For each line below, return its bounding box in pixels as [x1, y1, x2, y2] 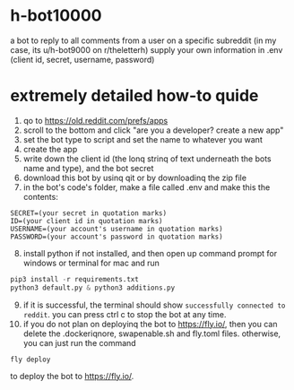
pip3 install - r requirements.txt [10, 274, 140, 283]
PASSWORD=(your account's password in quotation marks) [10, 232, 223, 241]
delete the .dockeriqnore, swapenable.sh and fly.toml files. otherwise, [22, 328, 281, 339]
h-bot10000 [10, 5, 102, 26]
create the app [22, 143, 78, 154]
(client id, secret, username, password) [10, 54, 155, 65]
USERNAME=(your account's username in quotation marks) [10, 224, 223, 233]
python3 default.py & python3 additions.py [10, 283, 176, 292]
